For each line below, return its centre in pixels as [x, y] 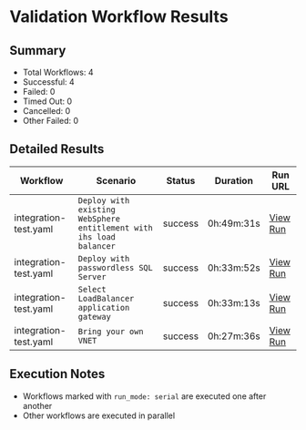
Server [92, 276]
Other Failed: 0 [51, 121]
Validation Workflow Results [119, 17]
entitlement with [115, 228]
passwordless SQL [115, 267]
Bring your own [111, 331]
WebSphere [99, 219]
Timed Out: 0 [47, 101]
